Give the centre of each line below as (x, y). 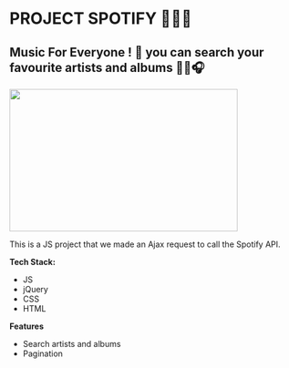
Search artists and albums (72, 344)
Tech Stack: (33, 262)
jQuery (35, 289)
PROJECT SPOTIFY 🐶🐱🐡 (101, 19)
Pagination (43, 353)
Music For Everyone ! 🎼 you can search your (137, 52)
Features (26, 326)
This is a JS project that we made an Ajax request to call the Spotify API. (145, 244)
